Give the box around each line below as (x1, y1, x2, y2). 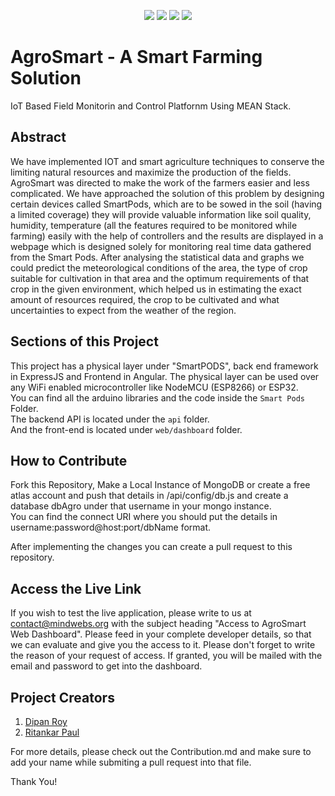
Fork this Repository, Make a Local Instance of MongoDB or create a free (10, 479, 311, 491)
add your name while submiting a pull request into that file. (10, 756, 252, 768)
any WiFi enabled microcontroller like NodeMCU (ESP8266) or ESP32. (10, 381, 299, 393)
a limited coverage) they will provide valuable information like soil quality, (10, 208, 312, 220)
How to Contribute (10, 452, 128, 469)
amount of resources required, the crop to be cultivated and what (10, 293, 280, 305)
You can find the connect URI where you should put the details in (10, 511, 278, 523)
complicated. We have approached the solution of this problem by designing (10, 187, 325, 199)
